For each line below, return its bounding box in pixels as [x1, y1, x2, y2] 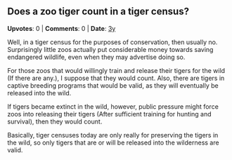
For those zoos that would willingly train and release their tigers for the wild [7, 66, 226, 74]
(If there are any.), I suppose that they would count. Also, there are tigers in [7, 74, 225, 82]
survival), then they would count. [7, 117, 103, 126]
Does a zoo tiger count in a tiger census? [7, 6, 190, 18]
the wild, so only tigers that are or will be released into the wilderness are [7, 138, 219, 147]
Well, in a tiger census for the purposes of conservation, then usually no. [7, 38, 218, 46]
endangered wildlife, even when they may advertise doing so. [7, 53, 186, 61]
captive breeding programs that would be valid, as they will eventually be [7, 81, 219, 90]
